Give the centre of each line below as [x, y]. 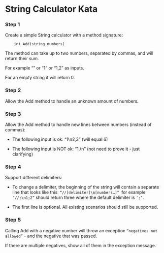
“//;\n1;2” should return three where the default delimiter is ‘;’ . [78, 197]
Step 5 [13, 220]
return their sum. [22, 59]
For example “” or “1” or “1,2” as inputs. [45, 68]
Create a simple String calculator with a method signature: [64, 35]
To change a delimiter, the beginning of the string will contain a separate [85, 187]
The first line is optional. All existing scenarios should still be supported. [85, 207]
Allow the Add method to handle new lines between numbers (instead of [78, 125]
